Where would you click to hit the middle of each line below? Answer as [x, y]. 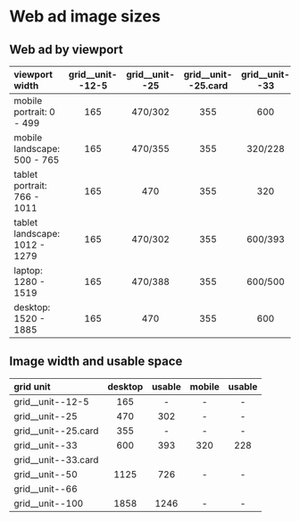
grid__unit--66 [46, 489]
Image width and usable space [96, 361]
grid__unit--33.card [56, 459]
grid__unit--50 [46, 474]
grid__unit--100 [49, 503]
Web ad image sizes [85, 17]
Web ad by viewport [66, 50]
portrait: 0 [34, 112]
